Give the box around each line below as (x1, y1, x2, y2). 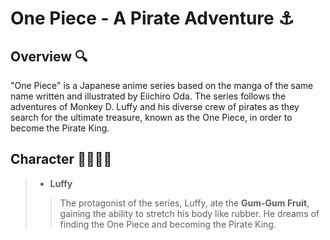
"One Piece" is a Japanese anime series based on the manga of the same (10, 80, 314, 91)
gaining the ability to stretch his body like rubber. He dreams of (59, 207, 320, 219)
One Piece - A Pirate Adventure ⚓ (10, 7, 295, 30)
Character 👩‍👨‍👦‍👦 (10, 151, 113, 168)
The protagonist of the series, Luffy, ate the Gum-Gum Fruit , (59, 197, 310, 209)
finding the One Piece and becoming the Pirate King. (59, 218, 277, 230)
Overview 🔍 (10, 48, 88, 65)
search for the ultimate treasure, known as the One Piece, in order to (10, 112, 293, 123)
